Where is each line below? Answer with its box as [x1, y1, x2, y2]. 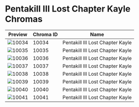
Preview [8, 31, 28, 38]
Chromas [5, 13, 43, 25]
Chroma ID [32, 31, 58, 38]
